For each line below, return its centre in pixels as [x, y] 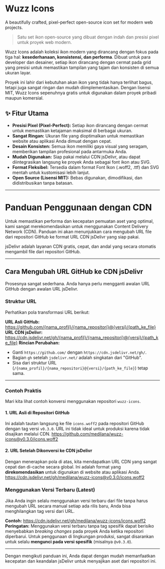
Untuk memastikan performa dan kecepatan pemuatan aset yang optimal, [80, 221]
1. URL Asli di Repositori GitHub [37, 412]
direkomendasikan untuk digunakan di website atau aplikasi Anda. [73, 472]
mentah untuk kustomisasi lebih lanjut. [51, 172]
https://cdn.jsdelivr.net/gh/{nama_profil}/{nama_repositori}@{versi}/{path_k [82, 337]
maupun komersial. [24, 98]
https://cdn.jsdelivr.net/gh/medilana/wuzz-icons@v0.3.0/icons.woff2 [75, 477]
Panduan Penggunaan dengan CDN [79, 207]
